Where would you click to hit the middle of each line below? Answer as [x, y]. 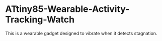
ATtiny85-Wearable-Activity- [67, 9]
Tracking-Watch [40, 20]
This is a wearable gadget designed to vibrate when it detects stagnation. [81, 33]
